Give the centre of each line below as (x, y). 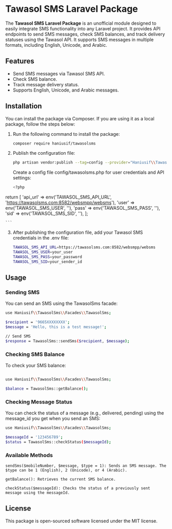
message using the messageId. (38, 493)
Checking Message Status (39, 402)
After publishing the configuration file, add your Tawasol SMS (78, 232)
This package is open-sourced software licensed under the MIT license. (81, 521)
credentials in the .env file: (41, 238)
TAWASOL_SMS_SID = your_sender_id (47, 262)
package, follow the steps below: (40, 124)
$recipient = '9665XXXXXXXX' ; (38, 322)
